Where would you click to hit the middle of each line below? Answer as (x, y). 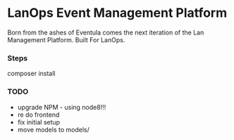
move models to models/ (53, 129)
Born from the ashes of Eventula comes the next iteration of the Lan (106, 32)
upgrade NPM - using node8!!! (62, 107)
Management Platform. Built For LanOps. (66, 39)
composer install (31, 74)
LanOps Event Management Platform (117, 13)
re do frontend (38, 115)
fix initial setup (39, 122)
